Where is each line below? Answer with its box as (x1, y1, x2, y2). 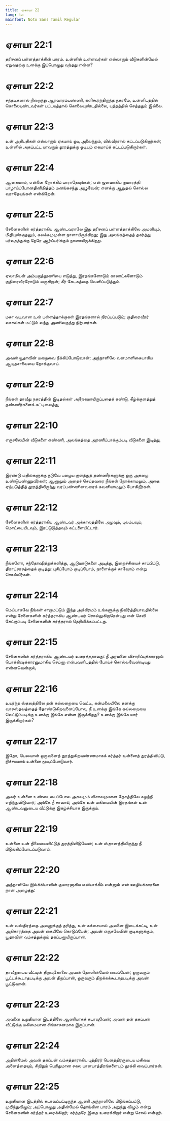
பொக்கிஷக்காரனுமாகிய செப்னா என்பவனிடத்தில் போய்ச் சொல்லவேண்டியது (5, 659, 151, 665)
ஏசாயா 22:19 (5, 823, 58, 835)
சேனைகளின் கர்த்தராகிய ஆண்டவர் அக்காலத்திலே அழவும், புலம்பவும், (5, 519, 143, 525)
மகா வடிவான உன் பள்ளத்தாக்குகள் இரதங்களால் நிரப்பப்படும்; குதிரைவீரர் (5, 314, 149, 320)
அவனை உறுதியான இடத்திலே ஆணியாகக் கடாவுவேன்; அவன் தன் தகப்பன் (5, 1016, 150, 1022)
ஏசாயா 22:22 (5, 952, 60, 964)
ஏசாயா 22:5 (5, 209, 54, 220)
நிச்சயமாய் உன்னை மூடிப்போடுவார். (5, 758, 74, 764)
